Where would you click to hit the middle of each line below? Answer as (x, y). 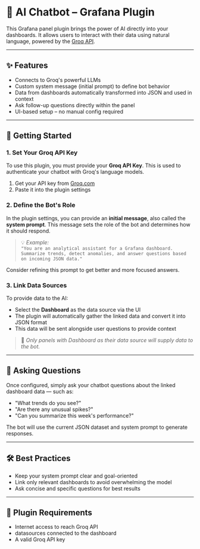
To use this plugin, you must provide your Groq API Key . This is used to (94, 165)
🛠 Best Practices (38, 458)
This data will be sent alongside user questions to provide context (96, 329)
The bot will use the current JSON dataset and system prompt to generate (97, 427)
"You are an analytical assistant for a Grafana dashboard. (97, 248)
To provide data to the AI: (37, 298)
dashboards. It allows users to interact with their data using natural (88, 34)
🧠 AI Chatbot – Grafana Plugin (80, 12)
